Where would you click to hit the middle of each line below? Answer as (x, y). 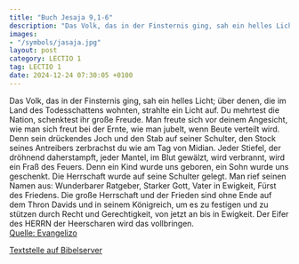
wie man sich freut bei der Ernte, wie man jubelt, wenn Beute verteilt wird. (145, 129)
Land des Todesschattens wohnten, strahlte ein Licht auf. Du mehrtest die (145, 110)
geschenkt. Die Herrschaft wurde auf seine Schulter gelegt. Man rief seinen (148, 176)
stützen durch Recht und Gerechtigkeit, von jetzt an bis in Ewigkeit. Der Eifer (149, 213)
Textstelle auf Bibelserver (56, 250)
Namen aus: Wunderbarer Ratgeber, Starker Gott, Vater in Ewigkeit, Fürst (143, 185)
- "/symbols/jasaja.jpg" (55, 42)
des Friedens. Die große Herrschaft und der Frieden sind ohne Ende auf (141, 195)
